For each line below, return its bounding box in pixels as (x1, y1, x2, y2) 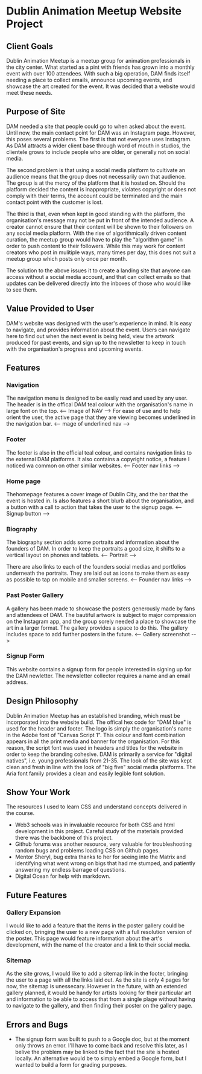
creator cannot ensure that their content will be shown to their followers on (6, 223, 192, 230)
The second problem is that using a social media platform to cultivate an (6, 166, 186, 173)
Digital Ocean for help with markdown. (14, 872, 110, 880)
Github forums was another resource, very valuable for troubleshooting (14, 840, 192, 848)
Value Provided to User (6, 304, 95, 314)
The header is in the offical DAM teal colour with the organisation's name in (6, 401, 194, 408)
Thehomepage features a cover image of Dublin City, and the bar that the (6, 490, 189, 497)
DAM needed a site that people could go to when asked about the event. (6, 123, 186, 130)
